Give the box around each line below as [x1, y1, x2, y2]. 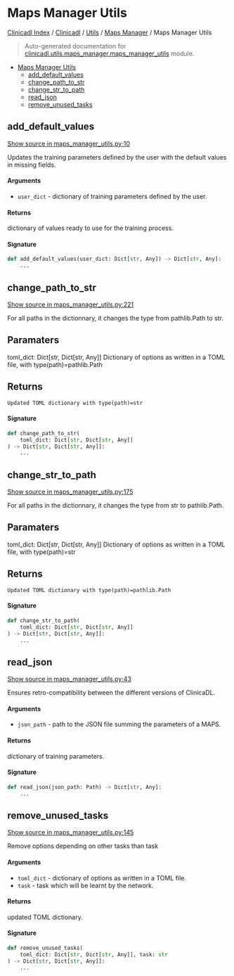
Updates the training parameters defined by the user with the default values [7, 153, 227, 161]
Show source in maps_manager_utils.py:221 [7, 300, 134, 309]
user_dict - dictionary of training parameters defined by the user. [17, 192, 207, 200]
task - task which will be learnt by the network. [17, 881, 154, 890]
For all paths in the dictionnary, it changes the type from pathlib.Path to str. [7, 314, 223, 322]
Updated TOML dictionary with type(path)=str [7, 399, 143, 406]
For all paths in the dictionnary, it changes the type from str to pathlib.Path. [7, 501, 224, 510]
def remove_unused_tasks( [7, 944, 83, 951]
